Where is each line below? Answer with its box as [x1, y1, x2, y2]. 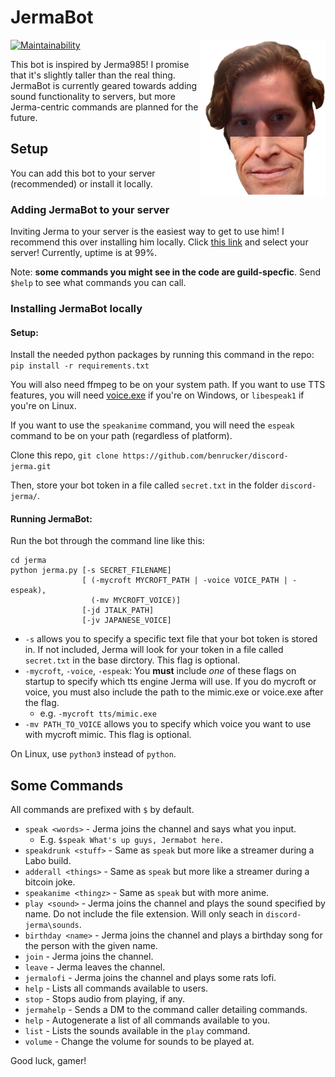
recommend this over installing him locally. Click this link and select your [10, 236, 309, 248]
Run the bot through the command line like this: [10, 535, 205, 547]
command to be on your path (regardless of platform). [10, 430, 233, 442]
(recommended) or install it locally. [10, 177, 153, 190]
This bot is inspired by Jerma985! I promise [10, 58, 190, 70]
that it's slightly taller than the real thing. [10, 69, 176, 81]
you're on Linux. [10, 400, 77, 412]
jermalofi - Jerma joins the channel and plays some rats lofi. [24, 972, 277, 984]
